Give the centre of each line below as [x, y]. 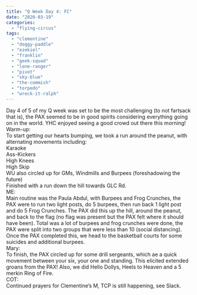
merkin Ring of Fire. [30, 273]
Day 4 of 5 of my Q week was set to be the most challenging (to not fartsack [98, 110]
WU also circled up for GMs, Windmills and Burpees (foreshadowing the [93, 173]
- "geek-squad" [30, 61]
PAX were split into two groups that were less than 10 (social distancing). [94, 229]
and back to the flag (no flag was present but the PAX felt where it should [95, 217]
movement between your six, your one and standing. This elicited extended [97, 260]
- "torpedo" [26, 88]
